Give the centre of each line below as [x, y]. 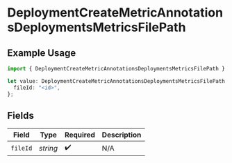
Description [122, 135]
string [49, 148]
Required [80, 135]
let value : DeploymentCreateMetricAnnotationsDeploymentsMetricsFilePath [116, 81]
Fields [21, 115]
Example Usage [42, 53]
